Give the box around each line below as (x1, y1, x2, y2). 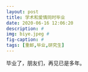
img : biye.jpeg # (6, 31, 50, 37)
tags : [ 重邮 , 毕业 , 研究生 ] (6, 43, 65, 49)
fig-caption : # (6, 37, 44, 43)
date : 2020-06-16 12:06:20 (6, 20, 74, 26)
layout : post (6, 8, 39, 15)
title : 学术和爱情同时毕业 (6, 14, 66, 20)
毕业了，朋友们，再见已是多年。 (6, 59, 85, 67)
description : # (6, 25, 44, 32)
